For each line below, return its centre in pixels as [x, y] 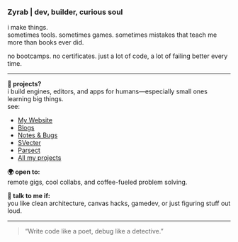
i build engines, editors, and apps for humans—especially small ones [107, 91]
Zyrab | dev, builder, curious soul [65, 12]
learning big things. [35, 99]
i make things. [28, 28]
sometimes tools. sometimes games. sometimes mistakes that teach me [112, 35]
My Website [35, 120]
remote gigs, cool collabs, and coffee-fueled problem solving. [97, 182]
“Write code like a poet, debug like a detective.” [94, 231]
